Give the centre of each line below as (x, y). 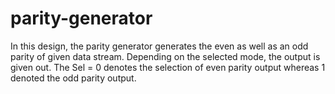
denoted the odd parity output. (73, 78)
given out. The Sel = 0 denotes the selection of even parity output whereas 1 (168, 67)
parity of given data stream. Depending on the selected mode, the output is (165, 56)
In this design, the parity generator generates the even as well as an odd (159, 46)
